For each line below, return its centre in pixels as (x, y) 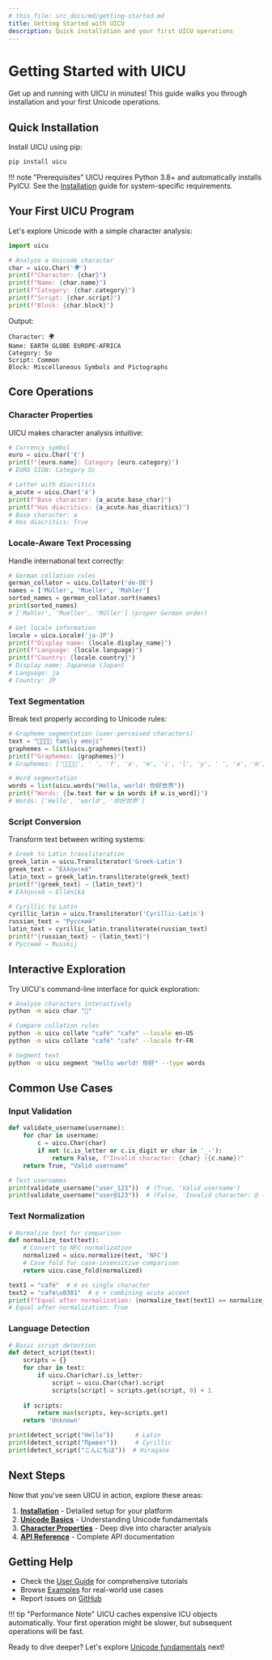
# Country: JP (32, 680)
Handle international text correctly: (66, 560)
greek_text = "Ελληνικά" (50, 870)
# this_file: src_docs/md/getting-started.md (86, 16)
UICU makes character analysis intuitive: (76, 432)
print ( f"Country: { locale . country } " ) (72, 658)
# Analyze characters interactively (70, 1004)
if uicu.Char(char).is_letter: (90, 1376)
